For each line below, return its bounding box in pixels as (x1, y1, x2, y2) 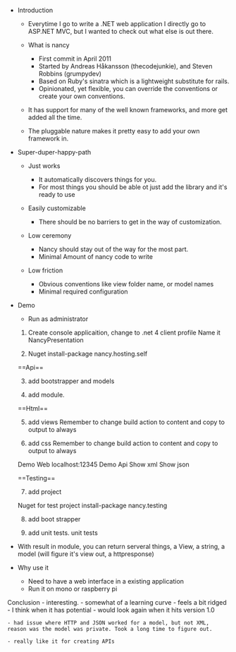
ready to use (38, 191, 75, 198)
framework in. (27, 134, 69, 143)
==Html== (17, 404, 48, 412)
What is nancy (27, 41, 70, 49)
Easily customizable (27, 204, 86, 212)
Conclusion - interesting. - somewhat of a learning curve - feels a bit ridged (7, 598, 227, 606)
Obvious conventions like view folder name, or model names (38, 280, 214, 288)
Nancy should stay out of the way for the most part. (38, 245, 189, 253)
